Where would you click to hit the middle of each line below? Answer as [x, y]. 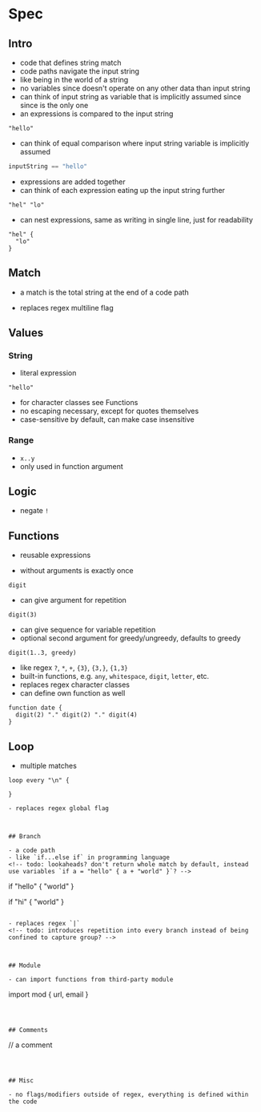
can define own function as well [72, 693]
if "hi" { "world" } [36, 902]
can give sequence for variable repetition [88, 630]
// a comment [30, 1045]
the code [23, 1102]
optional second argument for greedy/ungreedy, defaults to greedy [130, 638]
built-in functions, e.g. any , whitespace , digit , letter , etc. [114, 676]
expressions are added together [72, 182]
